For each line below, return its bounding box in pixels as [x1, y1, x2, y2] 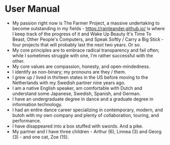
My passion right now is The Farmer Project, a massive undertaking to [12, 20, 160, 26]
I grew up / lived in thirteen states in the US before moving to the [12, 74, 149, 80]
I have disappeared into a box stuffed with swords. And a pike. [12, 123, 143, 129]
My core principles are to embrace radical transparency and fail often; [12, 47, 160, 53]
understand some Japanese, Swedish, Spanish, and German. [12, 90, 141, 96]
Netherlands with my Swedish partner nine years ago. [12, 80, 126, 86]
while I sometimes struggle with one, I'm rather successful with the [12, 52, 154, 59]
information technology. [12, 101, 63, 107]
